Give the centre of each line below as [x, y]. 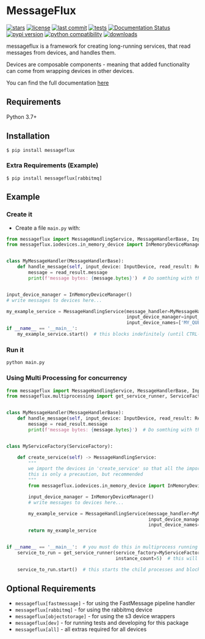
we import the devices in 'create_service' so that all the [106, 469]
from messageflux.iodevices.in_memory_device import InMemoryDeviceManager [105, 245]
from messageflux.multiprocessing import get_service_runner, [87, 396]
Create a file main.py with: [48, 228]
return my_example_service [63, 531]
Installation [28, 136]
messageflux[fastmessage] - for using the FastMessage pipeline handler [105, 603]
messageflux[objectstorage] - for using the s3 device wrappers [95, 616]
